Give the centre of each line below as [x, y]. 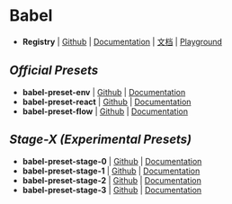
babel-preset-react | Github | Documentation [107, 102]
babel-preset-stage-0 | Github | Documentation [112, 161]
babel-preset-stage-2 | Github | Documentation [112, 180]
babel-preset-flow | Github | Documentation [105, 111]
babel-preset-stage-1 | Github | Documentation [111, 171]
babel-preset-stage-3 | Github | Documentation [112, 190]
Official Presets [54, 71]
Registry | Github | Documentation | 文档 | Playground [122, 41]
